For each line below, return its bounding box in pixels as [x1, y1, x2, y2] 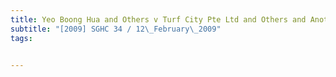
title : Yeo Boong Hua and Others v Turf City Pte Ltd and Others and [10, 14, 307, 25]
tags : [10, 33, 33, 43]
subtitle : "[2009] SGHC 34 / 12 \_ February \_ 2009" [10, 24, 222, 34]
